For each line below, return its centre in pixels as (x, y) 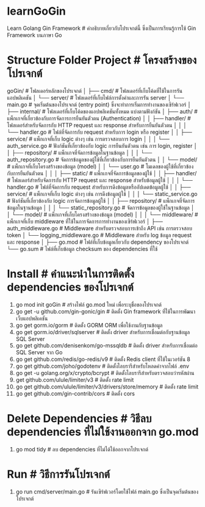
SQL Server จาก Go (39, 352)
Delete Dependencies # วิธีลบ (79, 418)
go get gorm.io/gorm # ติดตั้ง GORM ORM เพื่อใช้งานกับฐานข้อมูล (89, 325)
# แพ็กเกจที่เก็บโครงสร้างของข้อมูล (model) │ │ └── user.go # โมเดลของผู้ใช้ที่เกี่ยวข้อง (100, 166)
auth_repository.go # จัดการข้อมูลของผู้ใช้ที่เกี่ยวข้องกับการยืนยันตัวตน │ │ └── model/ (102, 159)
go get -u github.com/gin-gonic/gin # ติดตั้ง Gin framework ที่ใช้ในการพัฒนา (106, 311)
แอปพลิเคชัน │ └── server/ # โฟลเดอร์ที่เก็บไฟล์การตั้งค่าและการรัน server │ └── (96, 97)
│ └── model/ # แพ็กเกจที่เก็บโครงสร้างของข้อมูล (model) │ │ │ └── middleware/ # (103, 214)
